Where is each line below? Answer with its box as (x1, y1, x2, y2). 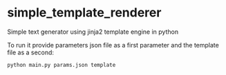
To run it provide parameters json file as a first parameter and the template (7, 41, 219, 49)
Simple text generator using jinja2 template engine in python (7, 28, 178, 36)
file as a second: (7, 48, 54, 56)
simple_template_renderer (7, 5, 162, 21)
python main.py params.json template (7, 61, 116, 68)
